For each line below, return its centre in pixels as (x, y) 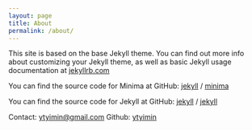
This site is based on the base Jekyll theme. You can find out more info (126, 54)
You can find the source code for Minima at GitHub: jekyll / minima (119, 86)
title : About (30, 23)
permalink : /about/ (41, 30)
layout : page (30, 16)
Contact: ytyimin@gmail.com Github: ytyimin (83, 117)
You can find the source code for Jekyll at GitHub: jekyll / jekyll (113, 102)
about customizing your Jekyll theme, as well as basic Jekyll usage (120, 62)
